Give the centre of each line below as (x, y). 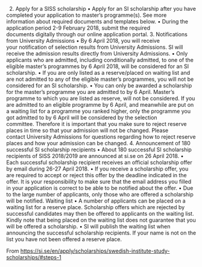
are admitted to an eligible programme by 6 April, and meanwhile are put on (100, 105)
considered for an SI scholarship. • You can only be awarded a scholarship (99, 86)
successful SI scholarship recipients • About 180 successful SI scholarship (99, 149)
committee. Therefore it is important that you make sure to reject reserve (96, 124)
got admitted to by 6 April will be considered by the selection (82, 118)
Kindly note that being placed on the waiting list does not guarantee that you (101, 220)
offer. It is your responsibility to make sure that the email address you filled (99, 181)
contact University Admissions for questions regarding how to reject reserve (101, 137)
